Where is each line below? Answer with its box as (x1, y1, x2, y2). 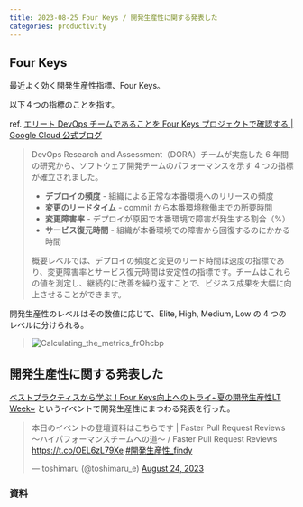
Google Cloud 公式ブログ (9, 130, 103, 141)
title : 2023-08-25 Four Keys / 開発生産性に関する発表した (9, 13, 218, 23)
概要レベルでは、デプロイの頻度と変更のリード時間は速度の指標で (31, 255, 277, 267)
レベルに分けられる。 (9, 320, 88, 331)
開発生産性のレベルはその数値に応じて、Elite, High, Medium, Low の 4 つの (9, 308, 287, 319)
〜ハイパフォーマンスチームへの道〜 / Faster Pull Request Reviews (31, 434, 278, 445)
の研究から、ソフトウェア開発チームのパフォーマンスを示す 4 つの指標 (31, 160, 295, 172)
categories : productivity (9, 22, 106, 31)
